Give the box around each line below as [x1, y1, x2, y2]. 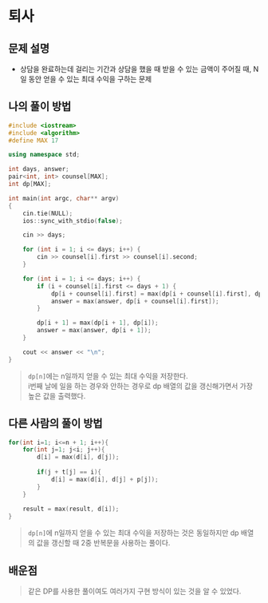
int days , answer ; [8, 165, 69, 173]
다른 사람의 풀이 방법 [8, 417, 103, 430]
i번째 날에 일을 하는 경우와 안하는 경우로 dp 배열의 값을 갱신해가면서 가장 [27, 381, 254, 391]
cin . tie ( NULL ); [22, 209, 73, 217]
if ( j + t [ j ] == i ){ [37, 468, 102, 476]
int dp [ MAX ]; [8, 181, 52, 188]
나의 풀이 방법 [8, 100, 72, 113]
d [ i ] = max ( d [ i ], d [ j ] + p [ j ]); [50, 475, 159, 483]
